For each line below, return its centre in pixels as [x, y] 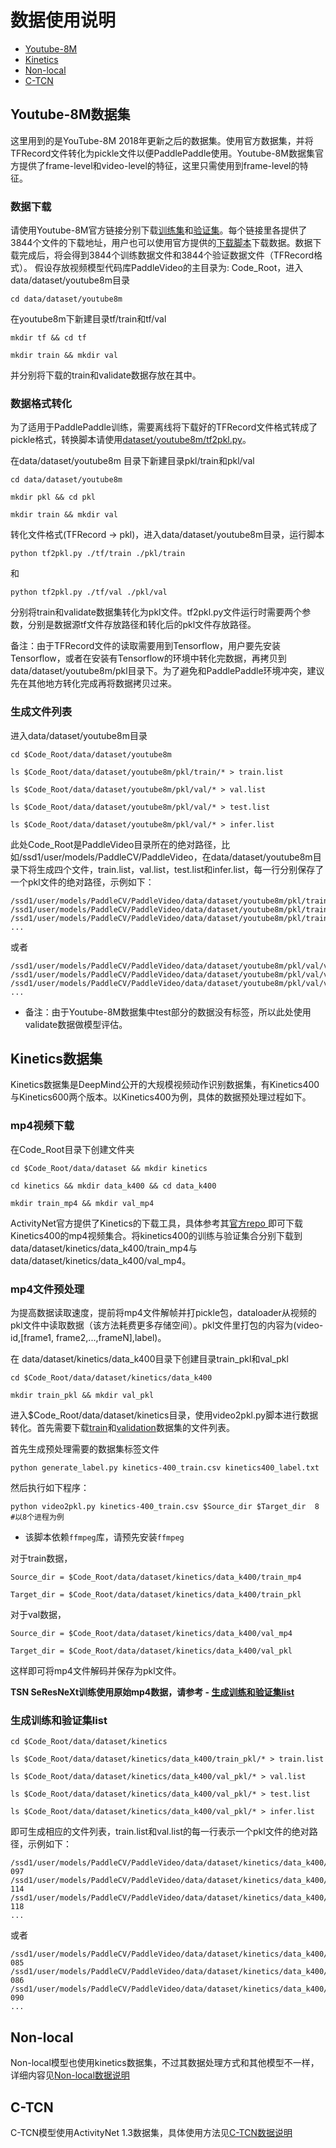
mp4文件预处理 [47, 1289]
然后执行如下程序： [50, 1488]
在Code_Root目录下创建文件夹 [72, 1149]
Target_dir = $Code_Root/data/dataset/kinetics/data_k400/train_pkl [156, 1595]
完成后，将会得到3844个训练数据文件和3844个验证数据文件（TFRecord [166, 255]
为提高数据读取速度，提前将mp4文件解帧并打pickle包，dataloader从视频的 [163, 1313]
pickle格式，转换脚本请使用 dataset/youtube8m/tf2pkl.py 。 [131, 440]
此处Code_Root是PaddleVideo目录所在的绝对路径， [116, 844]
